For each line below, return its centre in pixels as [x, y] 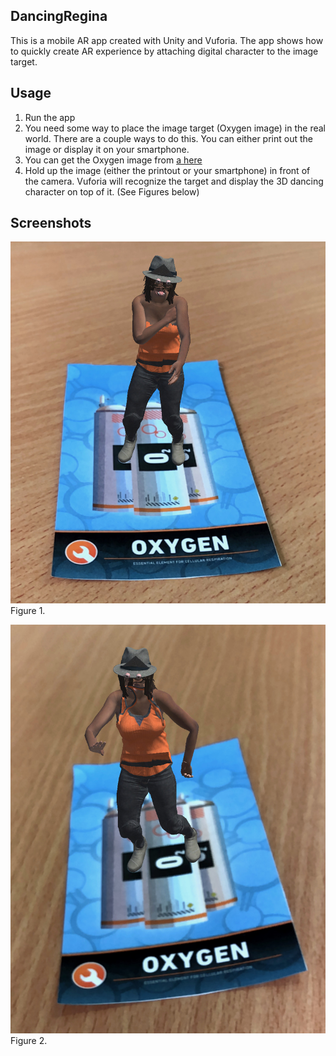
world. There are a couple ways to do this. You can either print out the [168, 138]
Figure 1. [28, 611]
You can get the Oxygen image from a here [113, 160]
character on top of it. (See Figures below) [112, 191]
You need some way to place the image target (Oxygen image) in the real [175, 128]
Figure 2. [29, 1041]
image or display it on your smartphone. [107, 149]
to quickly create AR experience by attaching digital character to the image [164, 51]
